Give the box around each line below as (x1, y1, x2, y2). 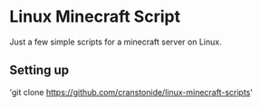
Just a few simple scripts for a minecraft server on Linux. (9, 36, 222, 47)
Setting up (9, 63, 70, 78)
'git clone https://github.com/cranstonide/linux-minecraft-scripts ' (9, 86, 254, 97)
